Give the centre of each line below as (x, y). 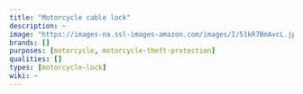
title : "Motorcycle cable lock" (70, 17)
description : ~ (38, 26)
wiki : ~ (24, 76)
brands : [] (30, 43)
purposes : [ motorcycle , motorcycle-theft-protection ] (113, 51)
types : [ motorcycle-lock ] (58, 68)
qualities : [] (36, 59)
